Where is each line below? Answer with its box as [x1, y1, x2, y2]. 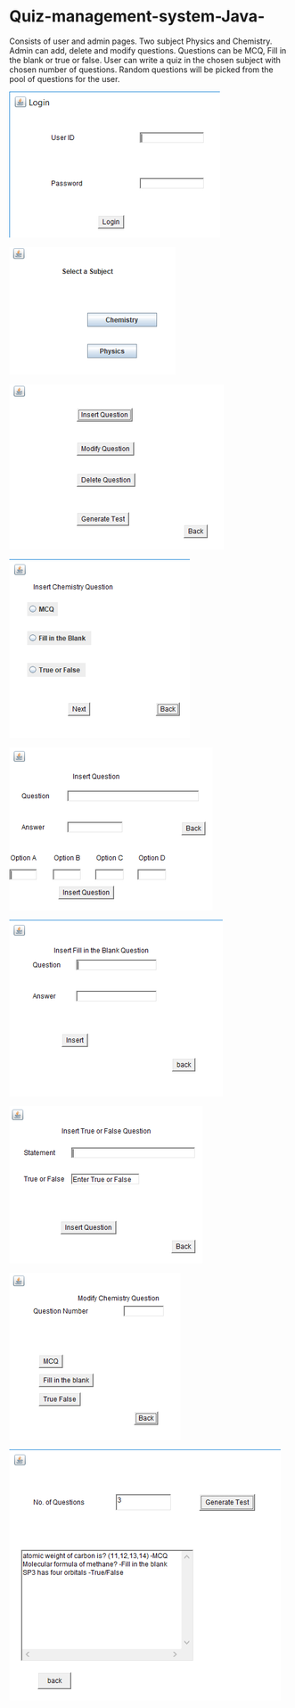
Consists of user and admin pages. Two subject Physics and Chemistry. [9, 36, 273, 46]
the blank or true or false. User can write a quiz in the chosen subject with [9, 54, 281, 65]
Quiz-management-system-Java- [9, 6, 266, 27]
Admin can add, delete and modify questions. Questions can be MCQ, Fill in [9, 45, 287, 55]
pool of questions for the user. [9, 73, 120, 84]
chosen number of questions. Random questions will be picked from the [9, 64, 274, 75]
